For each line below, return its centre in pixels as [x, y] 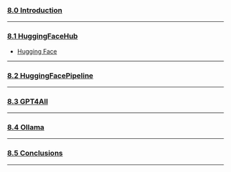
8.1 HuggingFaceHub [43, 36]
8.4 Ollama [26, 127]
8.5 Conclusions [35, 153]
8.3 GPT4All [27, 101]
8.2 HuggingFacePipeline [51, 76]
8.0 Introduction [35, 10]
